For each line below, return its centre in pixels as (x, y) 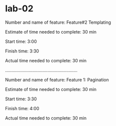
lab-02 (19, 9)
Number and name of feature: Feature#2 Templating (58, 22)
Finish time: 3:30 (22, 51)
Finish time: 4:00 (22, 108)
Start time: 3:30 (21, 99)
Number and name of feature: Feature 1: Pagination (57, 80)
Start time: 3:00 (21, 41)
